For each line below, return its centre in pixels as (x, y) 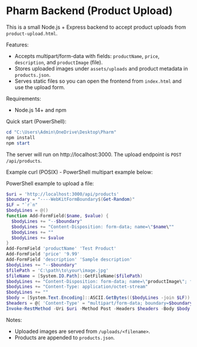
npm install (21, 137)
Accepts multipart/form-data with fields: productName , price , (87, 56)
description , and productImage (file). (59, 62)
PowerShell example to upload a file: (50, 183)
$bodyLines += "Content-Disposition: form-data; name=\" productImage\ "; (97, 281)
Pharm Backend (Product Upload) (89, 11)
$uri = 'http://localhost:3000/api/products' (62, 194)
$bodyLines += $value (38, 238)
